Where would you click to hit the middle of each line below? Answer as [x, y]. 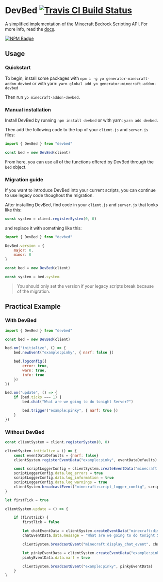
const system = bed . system [32, 277]
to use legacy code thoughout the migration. [49, 195]
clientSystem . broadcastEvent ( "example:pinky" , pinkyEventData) [88, 566]
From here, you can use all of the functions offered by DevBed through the [79, 162]
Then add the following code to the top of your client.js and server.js [77, 129]
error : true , [36, 366]
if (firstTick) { [31, 518]
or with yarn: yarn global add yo [65, 83]
